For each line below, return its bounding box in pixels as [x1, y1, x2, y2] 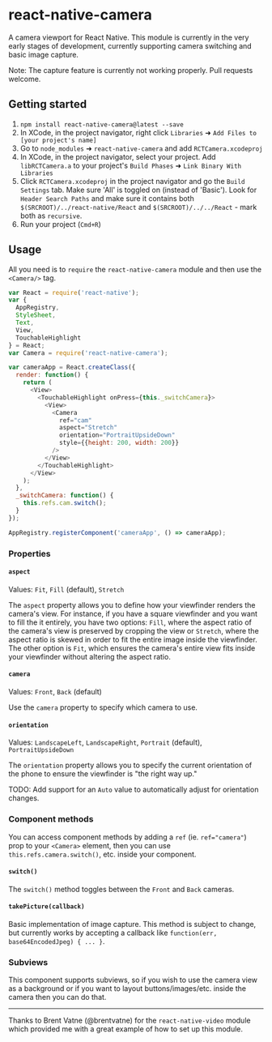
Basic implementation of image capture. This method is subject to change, [8, 919, 257, 929]
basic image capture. [8, 49, 79, 59]
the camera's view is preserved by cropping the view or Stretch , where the [8, 626, 259, 635]
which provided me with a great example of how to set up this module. [8, 1024, 243, 1034]
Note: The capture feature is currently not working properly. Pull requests [8, 65, 253, 75]
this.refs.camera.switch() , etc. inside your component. [8, 849, 197, 859]
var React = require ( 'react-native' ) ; [8, 288, 139, 297]
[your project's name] [19, 136, 97, 144]
